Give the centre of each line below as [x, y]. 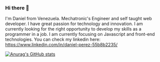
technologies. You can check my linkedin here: [53, 39]
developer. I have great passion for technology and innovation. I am [74, 24]
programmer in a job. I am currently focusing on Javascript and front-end [80, 34]
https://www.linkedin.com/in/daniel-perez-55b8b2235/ [61, 45]
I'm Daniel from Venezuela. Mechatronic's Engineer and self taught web [79, 19]
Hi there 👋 [17, 8]
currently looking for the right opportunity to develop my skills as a [73, 29]
